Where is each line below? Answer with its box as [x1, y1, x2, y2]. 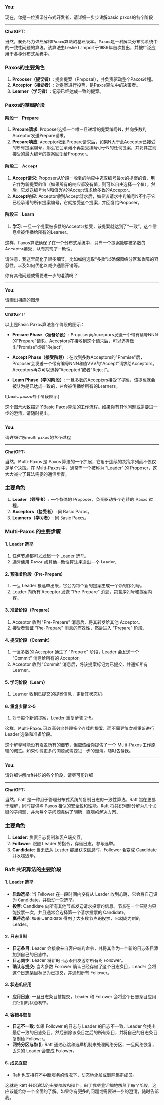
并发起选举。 [12, 853, 38, 858]
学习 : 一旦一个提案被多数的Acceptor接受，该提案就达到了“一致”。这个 [12, 223, 153, 229]
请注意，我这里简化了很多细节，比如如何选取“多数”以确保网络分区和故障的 [5, 256, 155, 262]
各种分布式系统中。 [13, 51, 52, 57]
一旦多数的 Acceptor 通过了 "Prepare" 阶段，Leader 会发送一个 [12, 649, 139, 655]
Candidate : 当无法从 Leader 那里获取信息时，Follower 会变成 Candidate [12, 847, 157, 853]
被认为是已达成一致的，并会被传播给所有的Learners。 [12, 383, 121, 389]
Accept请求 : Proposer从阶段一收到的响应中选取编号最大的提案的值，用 [12, 175, 155, 181]
